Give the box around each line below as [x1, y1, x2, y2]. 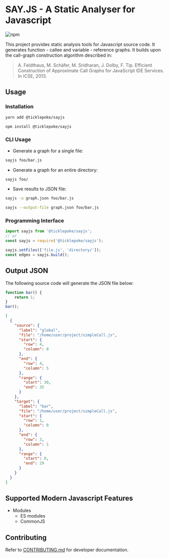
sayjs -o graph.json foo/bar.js [5, 196, 74, 201]
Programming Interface [5, 217, 65, 225]
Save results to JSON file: [12, 186, 67, 192]
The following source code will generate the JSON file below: [5, 280, 134, 286]
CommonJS [20, 518, 45, 525]
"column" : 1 [23, 441, 49, 447]
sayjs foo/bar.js [5, 158, 42, 163]
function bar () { [5, 290, 42, 295]
